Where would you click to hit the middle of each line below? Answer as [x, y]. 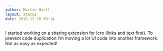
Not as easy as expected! [31, 44]
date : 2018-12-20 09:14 [30, 19]
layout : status [21, 14]
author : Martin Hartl [28, 10]
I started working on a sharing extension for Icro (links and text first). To [79, 33]
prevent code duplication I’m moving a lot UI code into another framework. [82, 38]
